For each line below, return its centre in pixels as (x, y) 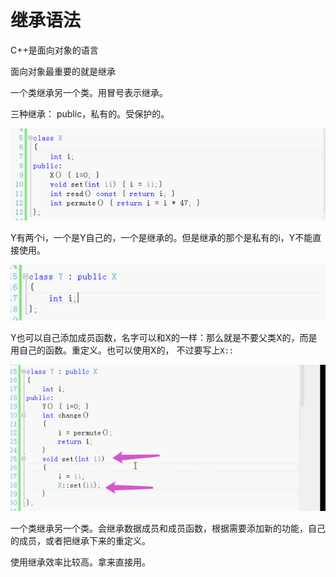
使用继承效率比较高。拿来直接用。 (80, 562)
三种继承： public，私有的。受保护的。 (90, 113)
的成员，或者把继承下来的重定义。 (80, 540)
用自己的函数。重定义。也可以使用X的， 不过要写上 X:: (122, 350)
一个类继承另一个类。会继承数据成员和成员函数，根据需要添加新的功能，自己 (168, 528)
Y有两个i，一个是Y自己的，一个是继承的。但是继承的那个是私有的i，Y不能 (161, 238)
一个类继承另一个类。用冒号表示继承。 (89, 92)
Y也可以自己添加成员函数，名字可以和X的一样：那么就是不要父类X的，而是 (164, 337)
